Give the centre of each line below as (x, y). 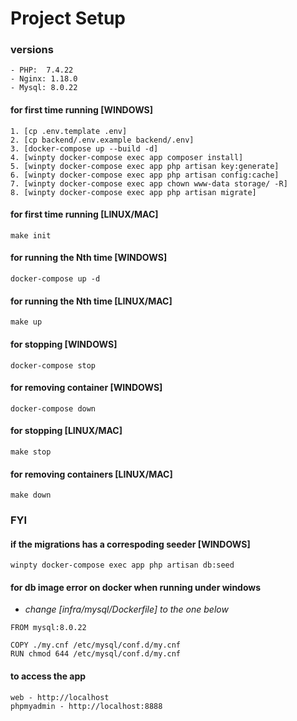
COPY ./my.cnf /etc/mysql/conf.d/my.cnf (96, 645)
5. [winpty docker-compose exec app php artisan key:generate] (145, 166)
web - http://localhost (60, 697)
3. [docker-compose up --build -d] (84, 148)
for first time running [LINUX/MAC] (84, 214)
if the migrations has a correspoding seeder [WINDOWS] (130, 544)
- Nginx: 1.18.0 (44, 79)
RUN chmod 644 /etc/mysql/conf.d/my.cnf (96, 654)
